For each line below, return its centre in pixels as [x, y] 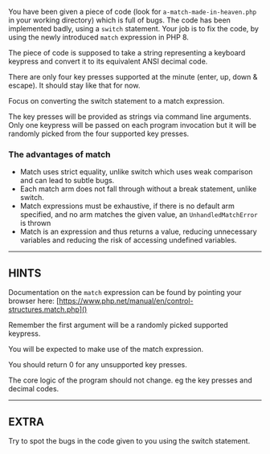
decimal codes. [34, 389]
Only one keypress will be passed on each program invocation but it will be [133, 125]
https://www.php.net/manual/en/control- [127, 301]
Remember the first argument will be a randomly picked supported [119, 325]
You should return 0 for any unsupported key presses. [98, 365]
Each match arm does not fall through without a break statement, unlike [138, 189]
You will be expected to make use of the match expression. [106, 350]
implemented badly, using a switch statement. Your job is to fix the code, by [134, 29]
